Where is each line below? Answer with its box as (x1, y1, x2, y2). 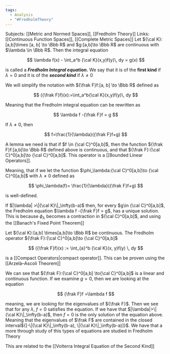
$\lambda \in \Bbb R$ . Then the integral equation (5, 47, 108, 53)
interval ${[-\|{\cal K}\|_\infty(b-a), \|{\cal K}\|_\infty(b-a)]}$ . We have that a (5, 322, 162, 329)
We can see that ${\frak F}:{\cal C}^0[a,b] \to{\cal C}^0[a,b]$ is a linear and (5, 270, 164, 277)
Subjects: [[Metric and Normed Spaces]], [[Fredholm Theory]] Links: (5, 31, 150, 37)
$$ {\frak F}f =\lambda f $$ (57, 291, 115, 297)
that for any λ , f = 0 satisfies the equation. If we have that (5, 306, 127, 312)
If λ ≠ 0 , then (5, 122, 33, 128)
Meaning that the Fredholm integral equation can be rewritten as (5, 102, 140, 108)
